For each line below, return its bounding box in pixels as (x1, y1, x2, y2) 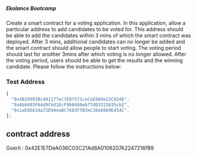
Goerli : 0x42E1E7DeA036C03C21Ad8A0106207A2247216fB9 (6, 144, 154, 152)
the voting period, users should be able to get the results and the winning (6, 56, 183, 64)
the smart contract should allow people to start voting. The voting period (6, 44, 182, 51)
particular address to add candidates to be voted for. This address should (6, 25, 184, 32)
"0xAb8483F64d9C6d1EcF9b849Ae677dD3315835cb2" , (11, 102, 130, 108)
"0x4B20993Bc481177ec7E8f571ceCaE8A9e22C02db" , (11, 97, 130, 103)
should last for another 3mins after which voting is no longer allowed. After (6, 50, 186, 57)
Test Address (6, 77, 45, 86)
